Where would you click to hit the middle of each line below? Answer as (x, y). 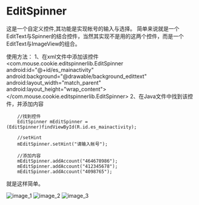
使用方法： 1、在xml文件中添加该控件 (52, 56)
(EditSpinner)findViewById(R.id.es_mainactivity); (72, 127)
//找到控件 (29, 116)
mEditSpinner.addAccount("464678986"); (68, 161)
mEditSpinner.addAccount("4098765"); (65, 171)
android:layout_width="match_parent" (54, 82)
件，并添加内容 (25, 103)
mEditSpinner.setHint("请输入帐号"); (62, 144)
